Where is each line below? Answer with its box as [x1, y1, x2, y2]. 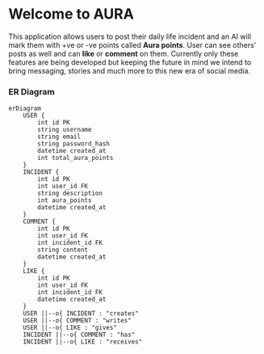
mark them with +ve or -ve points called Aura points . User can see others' [8, 40, 257, 49]
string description [37, 189, 103, 198]
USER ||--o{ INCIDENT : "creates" [23, 310, 139, 318]
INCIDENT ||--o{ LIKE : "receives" [23, 338, 143, 346]
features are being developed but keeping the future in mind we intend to [8, 57, 252, 67]
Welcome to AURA [8, 5, 135, 23]
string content [37, 246, 89, 255]
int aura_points [37, 196, 92, 204]
